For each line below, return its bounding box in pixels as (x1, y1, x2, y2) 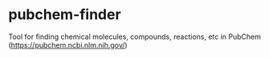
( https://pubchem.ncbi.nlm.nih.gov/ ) (8, 40, 128, 49)
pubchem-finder (8, 6, 122, 24)
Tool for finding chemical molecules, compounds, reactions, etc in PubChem (8, 32, 262, 41)
